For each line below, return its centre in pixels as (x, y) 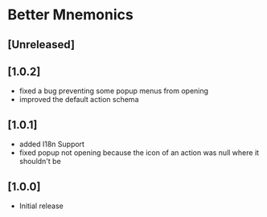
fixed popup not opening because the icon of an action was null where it (139, 153)
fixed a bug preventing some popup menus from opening (114, 91)
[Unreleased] (41, 45)
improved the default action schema (79, 100)
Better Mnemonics (70, 15)
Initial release (41, 206)
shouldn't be (40, 162)
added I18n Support (52, 144)
